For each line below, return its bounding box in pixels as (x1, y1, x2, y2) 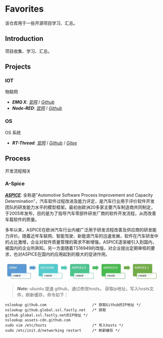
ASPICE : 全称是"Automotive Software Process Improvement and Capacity (5, 192, 153, 198)
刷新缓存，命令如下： (25, 292, 69, 298)
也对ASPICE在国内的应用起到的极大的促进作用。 (13, 251, 110, 257)
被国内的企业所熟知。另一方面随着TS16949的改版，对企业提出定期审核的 (5, 245, 151, 251)
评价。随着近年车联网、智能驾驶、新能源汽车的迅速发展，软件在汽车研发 (9, 233, 154, 239)
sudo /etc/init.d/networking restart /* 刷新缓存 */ (5, 328, 120, 333)
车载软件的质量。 (5, 216, 39, 222)
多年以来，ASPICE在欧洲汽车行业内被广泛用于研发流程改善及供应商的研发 (5, 227, 152, 233)
